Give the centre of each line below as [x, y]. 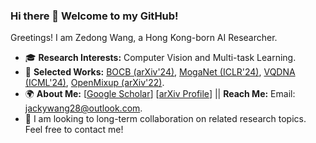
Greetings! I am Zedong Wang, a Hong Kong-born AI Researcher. [144, 38]
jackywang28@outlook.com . [83, 108]
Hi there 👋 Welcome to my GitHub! [94, 16]
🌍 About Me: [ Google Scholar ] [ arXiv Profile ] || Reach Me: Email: [160, 94]
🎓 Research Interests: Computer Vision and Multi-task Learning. [160, 58]
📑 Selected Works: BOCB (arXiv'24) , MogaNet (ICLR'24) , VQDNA [160, 72]
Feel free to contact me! [74, 130]
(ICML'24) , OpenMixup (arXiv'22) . [94, 83]
